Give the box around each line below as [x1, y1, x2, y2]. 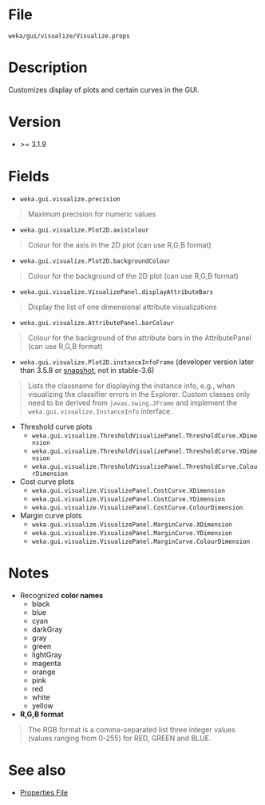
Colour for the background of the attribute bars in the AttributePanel [27, 333, 251, 343]
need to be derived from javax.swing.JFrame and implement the [27, 398, 238, 407]
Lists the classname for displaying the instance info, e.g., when [27, 381, 235, 391]
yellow [31, 700, 53, 710]
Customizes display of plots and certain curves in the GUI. [8, 85, 200, 94]
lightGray [31, 649, 62, 660]
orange [31, 667, 56, 676]
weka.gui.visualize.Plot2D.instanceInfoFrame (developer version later [19, 357, 254, 367]
